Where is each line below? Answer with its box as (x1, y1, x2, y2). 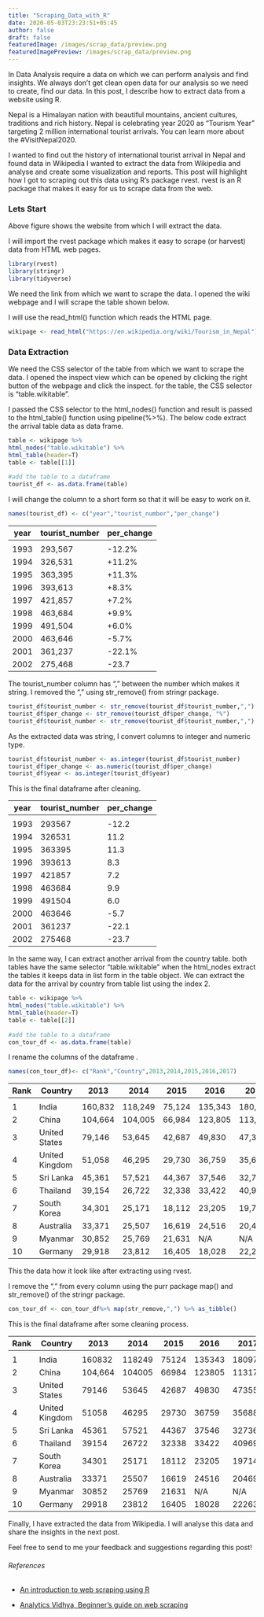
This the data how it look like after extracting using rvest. (8, 1266, 192, 1276)
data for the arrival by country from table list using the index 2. (8, 979, 211, 988)
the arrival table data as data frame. (8, 422, 124, 431)
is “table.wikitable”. (8, 389, 70, 399)
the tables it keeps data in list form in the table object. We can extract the (8, 971, 245, 980)
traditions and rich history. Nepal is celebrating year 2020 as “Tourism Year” (8, 119, 255, 127)
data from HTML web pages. (8, 245, 101, 254)
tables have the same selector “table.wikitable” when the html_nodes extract (8, 962, 256, 972)
